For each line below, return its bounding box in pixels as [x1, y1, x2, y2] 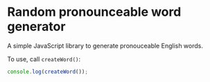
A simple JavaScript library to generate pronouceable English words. [7, 41, 203, 50]
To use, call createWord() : [7, 54, 81, 63]
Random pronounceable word [7, 4, 182, 20]
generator [7, 19, 66, 34]
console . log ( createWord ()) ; [7, 68, 89, 75]
